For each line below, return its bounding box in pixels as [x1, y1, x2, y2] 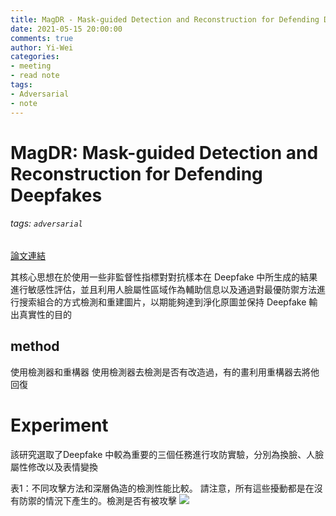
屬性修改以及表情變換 [10, 461, 98, 473]
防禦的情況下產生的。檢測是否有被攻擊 [18, 494, 177, 506]
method [10, 338, 60, 355]
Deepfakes [10, 184, 103, 206]
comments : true [10, 33, 74, 43]
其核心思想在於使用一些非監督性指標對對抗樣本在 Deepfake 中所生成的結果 [10, 271, 318, 283]
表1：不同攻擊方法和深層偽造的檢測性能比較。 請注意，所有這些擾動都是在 [10, 482, 315, 494]
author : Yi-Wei [10, 42, 74, 53]
